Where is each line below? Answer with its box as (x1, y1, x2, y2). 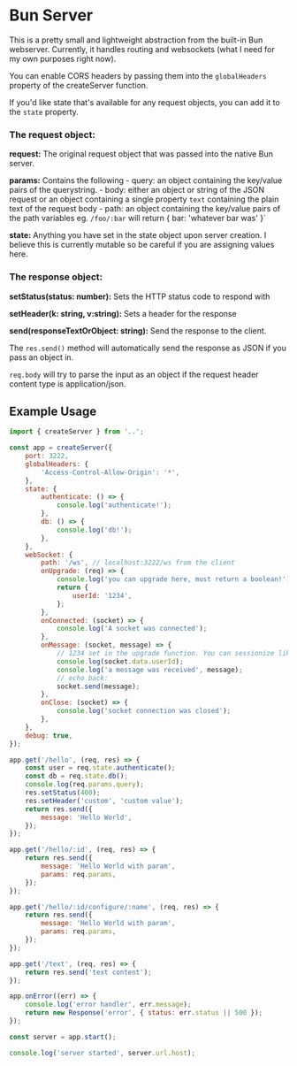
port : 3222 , (25, 452, 69, 461)
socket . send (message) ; (56, 682, 141, 691)
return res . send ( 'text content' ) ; (25, 968, 152, 977)
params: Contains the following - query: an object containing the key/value (9, 175, 283, 186)
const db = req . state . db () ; (25, 771, 128, 781)
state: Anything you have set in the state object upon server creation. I (9, 230, 267, 241)
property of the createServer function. (9, 80, 148, 90)
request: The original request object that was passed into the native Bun (9, 149, 274, 159)
